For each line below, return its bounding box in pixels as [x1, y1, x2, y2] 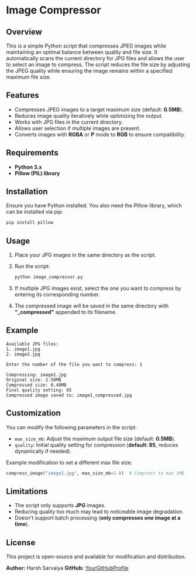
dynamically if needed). [14, 448, 72, 455]
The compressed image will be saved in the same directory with [14, 302, 169, 309]
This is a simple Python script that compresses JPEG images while [6, 42, 167, 49]
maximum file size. [6, 74, 51, 80]
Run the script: [14, 263, 50, 270]
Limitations [6, 486, 48, 496]
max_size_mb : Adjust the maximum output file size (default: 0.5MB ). [14, 435, 176, 442]
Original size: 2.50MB [6, 377, 61, 383]
